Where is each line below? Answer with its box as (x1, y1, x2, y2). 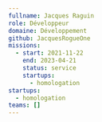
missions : (8, 42, 41, 50)
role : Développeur (8, 19, 69, 27)
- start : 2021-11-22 (15, 49, 84, 57)
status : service (22, 64, 77, 72)
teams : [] (8, 101, 41, 109)
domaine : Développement (8, 26, 88, 35)
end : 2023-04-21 (22, 57, 77, 65)
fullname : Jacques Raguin (8, 11, 94, 20)
